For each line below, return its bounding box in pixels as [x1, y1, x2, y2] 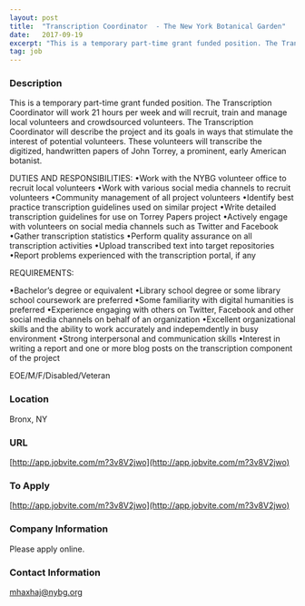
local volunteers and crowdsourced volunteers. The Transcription [9, 117, 254, 128]
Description [9, 77, 63, 90]
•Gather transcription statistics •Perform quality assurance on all [9, 230, 252, 241]
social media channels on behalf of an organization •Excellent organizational [9, 314, 296, 325]
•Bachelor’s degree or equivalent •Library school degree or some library [9, 285, 281, 296]
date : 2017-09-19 [9, 30, 84, 39]
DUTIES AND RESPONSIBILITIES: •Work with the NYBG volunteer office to [9, 173, 288, 184]
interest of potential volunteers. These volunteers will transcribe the [9, 136, 262, 147]
